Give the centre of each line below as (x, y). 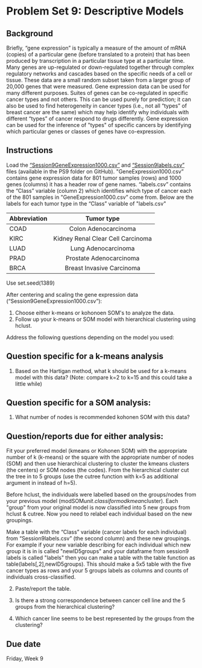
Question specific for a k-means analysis (85, 356)
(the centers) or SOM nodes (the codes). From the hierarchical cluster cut (98, 470)
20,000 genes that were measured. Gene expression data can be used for (98, 86)
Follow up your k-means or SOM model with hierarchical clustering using (105, 319)
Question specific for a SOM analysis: (79, 403)
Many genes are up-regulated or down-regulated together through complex (100, 67)
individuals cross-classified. (41, 577)
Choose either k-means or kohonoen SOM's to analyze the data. (95, 313)
